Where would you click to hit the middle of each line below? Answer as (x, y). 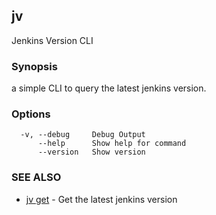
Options (31, 114)
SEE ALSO (36, 177)
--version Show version (91, 152)
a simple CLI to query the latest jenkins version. (109, 88)
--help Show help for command (112, 144)
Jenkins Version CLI (52, 40)
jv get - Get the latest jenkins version (101, 199)
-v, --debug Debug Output (83, 135)
